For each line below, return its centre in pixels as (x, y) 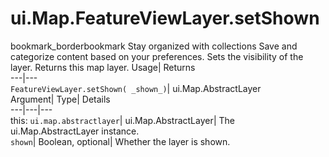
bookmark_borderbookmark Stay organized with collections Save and (154, 46)
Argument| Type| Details (60, 99)
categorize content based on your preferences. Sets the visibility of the (157, 56)
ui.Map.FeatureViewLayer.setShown (165, 18)
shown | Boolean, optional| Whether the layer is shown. (120, 141)
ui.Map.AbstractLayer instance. (75, 131)
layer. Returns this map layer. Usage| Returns (103, 67)
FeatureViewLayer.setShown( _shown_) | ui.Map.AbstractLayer (136, 88)
